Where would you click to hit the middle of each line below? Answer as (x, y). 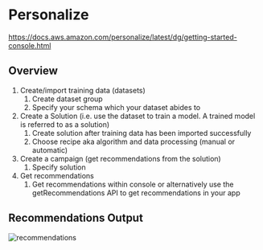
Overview (33, 71)
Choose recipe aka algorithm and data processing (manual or (134, 141)
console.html (30, 45)
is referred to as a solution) (65, 124)
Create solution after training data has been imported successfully (142, 133)
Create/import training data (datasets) (83, 90)
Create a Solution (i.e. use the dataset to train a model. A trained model (138, 116)
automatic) (50, 150)
